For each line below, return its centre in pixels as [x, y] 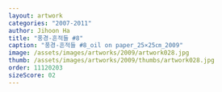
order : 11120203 [36, 68]
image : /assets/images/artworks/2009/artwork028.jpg [99, 53]
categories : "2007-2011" [50, 23]
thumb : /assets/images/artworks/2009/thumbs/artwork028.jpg [112, 61]
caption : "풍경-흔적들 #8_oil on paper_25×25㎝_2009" [96, 46]
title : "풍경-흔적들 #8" [46, 38]
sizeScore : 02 [32, 75]
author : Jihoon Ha [39, 30]
